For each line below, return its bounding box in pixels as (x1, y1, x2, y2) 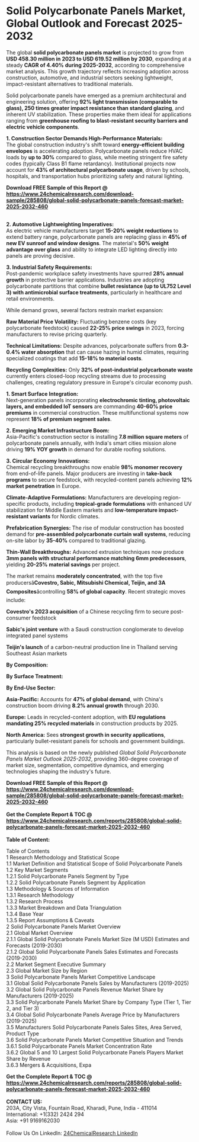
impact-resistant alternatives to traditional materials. (6, 80, 133, 87)
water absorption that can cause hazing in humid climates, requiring (21, 348, 189, 355)
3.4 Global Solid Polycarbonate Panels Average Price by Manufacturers (6, 1011, 180, 1018)
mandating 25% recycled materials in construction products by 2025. (6, 720, 179, 727)
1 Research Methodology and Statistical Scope (6, 854, 120, 861)
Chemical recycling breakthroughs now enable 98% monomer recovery (6, 463, 182, 470)
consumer (6, 614, 31, 621)
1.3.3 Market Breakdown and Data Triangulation (6, 904, 122, 911)
